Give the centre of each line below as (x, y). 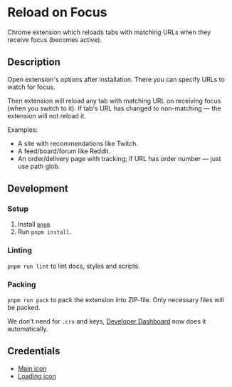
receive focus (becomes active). (54, 39)
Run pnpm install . (44, 232)
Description (34, 62)
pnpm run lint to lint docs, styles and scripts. (74, 266)
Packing (22, 284)
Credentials (34, 351)
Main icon (32, 368)
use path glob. (39, 166)
